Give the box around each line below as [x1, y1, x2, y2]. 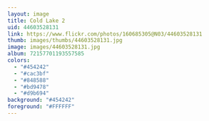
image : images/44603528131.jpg [7, 43, 101, 51]
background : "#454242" [7, 97, 75, 104]
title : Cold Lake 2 [7, 17, 66, 24]
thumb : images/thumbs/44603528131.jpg [7, 37, 123, 44]
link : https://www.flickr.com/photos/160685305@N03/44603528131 [7, 30, 203, 38]
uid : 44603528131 [7, 23, 59, 31]
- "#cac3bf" [14, 70, 50, 77]
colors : [7, 57, 31, 64]
